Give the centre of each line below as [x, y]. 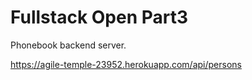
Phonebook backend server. [68, 45]
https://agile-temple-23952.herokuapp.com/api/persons [126, 64]
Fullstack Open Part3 [99, 17]
